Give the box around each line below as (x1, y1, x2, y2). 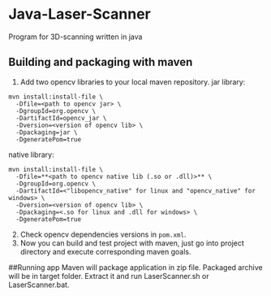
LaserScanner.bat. (8, 280, 70, 289)
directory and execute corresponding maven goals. (19, 246, 192, 256)
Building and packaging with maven (8, 55, 193, 69)
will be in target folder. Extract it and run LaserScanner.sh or (8, 271, 209, 281)
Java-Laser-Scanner (8, 5, 152, 24)
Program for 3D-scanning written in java (8, 32, 143, 41)
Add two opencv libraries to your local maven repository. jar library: (19, 76, 246, 86)
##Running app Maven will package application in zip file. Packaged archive (8, 262, 263, 272)
